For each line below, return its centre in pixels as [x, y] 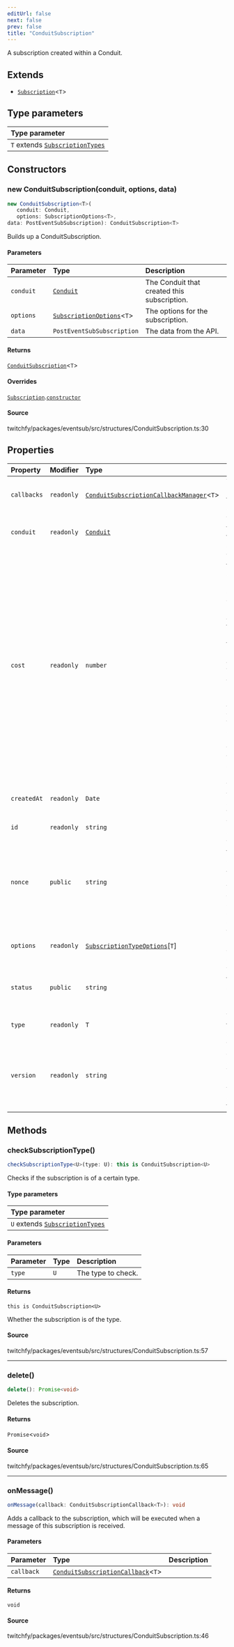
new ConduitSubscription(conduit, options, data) [92, 189]
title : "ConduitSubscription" [51, 33]
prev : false [24, 26]
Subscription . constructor [44, 397]
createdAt [27, 798]
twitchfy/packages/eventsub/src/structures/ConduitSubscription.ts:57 [108, 1351]
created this [165, 291]
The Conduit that [173, 283]
